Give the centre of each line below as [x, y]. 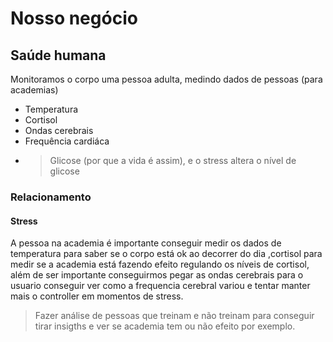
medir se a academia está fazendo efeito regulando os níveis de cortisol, [160, 264]
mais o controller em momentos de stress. [97, 296]
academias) [34, 90]
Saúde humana [58, 55]
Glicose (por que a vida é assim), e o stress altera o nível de [173, 160]
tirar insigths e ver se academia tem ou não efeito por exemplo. [165, 326]
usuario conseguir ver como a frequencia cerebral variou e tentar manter [160, 286]
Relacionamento [51, 197]
